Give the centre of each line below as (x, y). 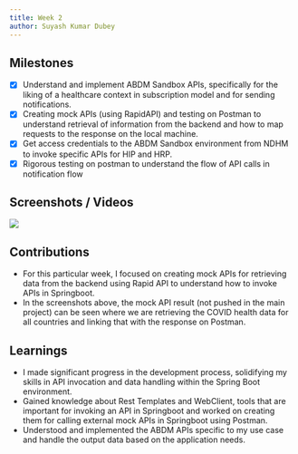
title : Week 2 (36, 18)
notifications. (47, 104)
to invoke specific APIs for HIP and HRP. (97, 154)
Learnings (38, 350)
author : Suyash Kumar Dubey (62, 26)
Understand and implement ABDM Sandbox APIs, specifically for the (150, 85)
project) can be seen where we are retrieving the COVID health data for (155, 313)
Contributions (49, 251)
